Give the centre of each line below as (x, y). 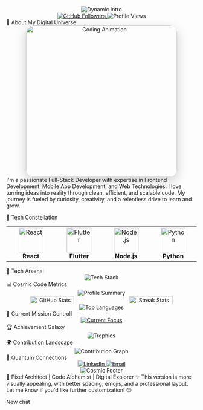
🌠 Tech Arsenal (25, 271)
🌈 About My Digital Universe (41, 22)
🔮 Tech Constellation (32, 217)
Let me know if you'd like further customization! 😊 (69, 390)
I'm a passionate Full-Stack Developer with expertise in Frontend (87, 180)
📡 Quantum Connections (37, 357)
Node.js (126, 256)
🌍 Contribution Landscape (40, 342)
